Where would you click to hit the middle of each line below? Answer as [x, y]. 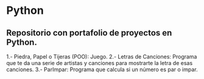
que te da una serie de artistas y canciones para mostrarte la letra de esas [100, 63]
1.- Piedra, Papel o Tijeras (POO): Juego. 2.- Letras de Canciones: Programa [102, 57]
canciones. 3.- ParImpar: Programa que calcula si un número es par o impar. [102, 69]
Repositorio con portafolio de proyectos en [89, 33]
